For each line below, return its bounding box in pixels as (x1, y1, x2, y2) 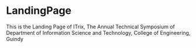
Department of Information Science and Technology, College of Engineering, (6, 29, 191, 36)
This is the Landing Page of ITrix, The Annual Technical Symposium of (6, 23, 176, 30)
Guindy (6, 35, 23, 42)
